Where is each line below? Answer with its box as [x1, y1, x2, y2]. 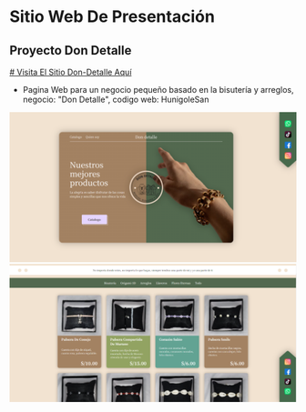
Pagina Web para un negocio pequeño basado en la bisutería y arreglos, [22, 85, 294, 95]
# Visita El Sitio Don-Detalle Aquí [9, 66, 132, 77]
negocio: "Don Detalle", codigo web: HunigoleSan [22, 94, 209, 105]
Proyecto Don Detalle [9, 43, 132, 58]
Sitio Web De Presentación [9, 6, 216, 27]
